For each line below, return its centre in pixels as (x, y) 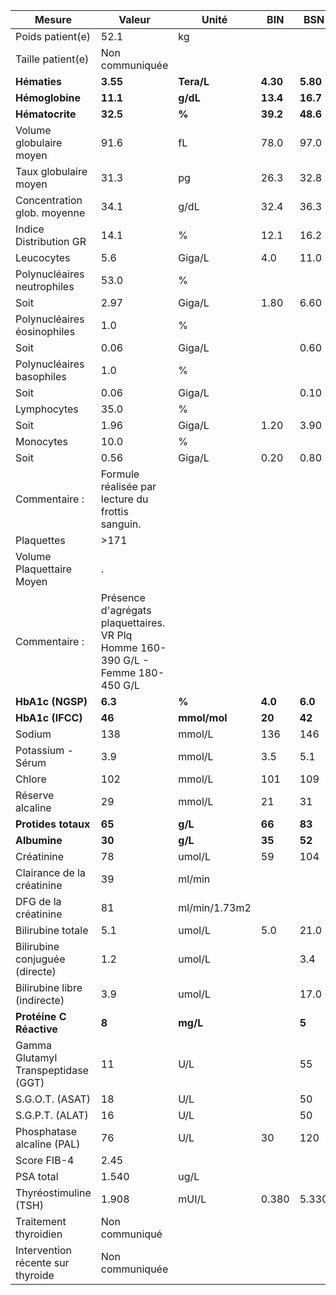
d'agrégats (126, 610)
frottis (114, 511)
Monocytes (41, 441)
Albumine (39, 840)
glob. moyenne (50, 212)
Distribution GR (51, 241)
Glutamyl (36, 1057)
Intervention (44, 1250)
